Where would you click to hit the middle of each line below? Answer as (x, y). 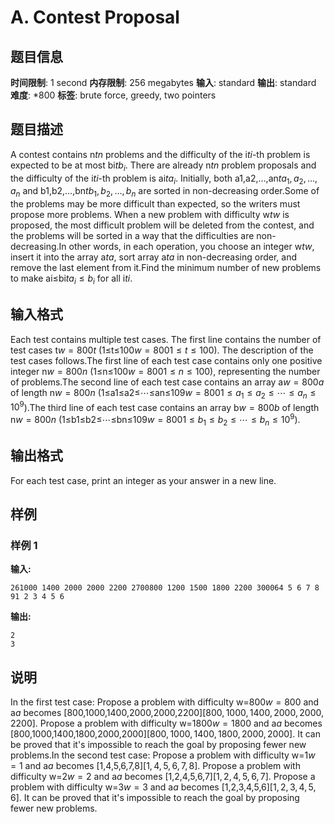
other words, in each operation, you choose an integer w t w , (191, 247)
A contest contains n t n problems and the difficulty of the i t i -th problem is (160, 154)
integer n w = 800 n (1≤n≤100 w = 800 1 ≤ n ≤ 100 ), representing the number (165, 371)
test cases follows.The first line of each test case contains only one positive (166, 360)
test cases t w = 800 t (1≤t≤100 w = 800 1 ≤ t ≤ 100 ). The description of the (162, 350)
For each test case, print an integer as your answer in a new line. (143, 480)
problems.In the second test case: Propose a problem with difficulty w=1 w (163, 755)
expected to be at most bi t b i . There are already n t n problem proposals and (163, 166)
